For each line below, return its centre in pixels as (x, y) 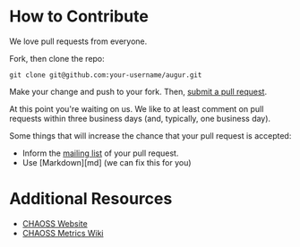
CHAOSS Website (55, 223)
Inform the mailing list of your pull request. (100, 153)
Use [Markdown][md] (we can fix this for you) (107, 162)
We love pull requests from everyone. (78, 41)
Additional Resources (91, 199)
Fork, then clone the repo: (57, 58)
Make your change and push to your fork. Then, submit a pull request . (138, 91)
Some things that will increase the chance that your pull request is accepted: (150, 135)
